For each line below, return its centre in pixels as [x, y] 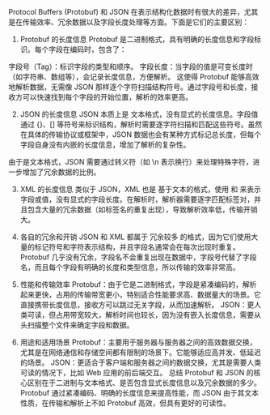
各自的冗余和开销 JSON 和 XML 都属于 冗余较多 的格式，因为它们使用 [135, 237]
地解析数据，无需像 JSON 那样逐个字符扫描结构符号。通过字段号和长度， [130, 87]
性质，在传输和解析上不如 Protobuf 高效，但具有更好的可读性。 [125, 403]
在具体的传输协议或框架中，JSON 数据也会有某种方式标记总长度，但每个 [140, 135]
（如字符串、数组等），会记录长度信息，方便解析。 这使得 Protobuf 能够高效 [134, 77]
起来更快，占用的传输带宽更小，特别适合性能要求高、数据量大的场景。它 [140, 295]
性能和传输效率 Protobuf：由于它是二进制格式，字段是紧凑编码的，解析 [138, 285]
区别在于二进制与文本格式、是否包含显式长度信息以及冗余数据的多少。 [144, 383]
